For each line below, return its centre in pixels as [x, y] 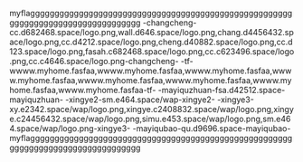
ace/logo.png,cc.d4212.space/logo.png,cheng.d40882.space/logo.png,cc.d [151, 42]
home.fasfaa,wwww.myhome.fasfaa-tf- [83, 90]
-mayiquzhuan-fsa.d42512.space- [222, 90]
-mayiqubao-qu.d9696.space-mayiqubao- [212, 129]
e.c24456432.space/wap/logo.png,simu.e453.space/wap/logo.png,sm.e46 [150, 119]
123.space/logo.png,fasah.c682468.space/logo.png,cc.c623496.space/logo [152, 52]
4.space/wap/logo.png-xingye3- [70, 129]
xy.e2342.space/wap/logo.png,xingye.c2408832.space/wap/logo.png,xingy [151, 109]
